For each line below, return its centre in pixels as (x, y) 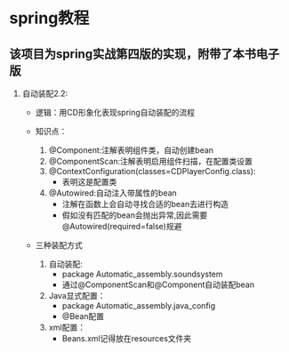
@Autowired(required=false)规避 (122, 226)
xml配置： (67, 327)
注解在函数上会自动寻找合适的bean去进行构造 (145, 204)
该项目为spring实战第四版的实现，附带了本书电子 (144, 54)
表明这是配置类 (89, 182)
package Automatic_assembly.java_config (139, 306)
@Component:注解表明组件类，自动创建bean (131, 150)
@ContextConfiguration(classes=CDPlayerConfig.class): (152, 171)
